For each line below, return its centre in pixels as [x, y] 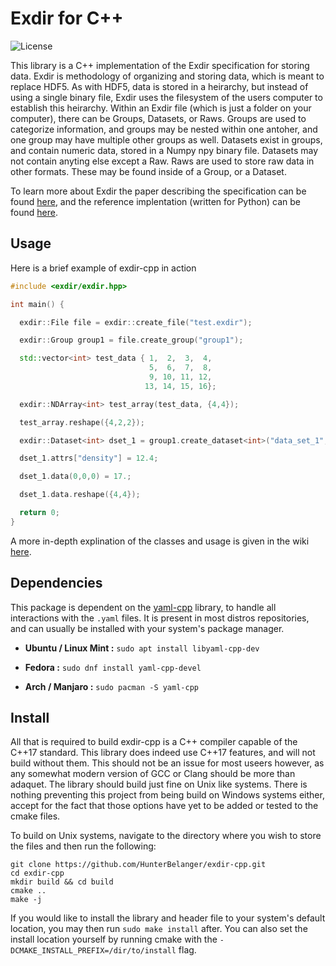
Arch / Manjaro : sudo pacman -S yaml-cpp [111, 686]
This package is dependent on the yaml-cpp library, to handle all [143, 607]
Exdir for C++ [67, 18]
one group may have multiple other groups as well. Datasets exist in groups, [166, 139]
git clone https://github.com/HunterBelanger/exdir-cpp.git [138, 865]
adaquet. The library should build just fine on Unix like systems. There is [159, 784]
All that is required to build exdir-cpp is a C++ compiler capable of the [154, 742]
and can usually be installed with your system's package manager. [147, 628]
